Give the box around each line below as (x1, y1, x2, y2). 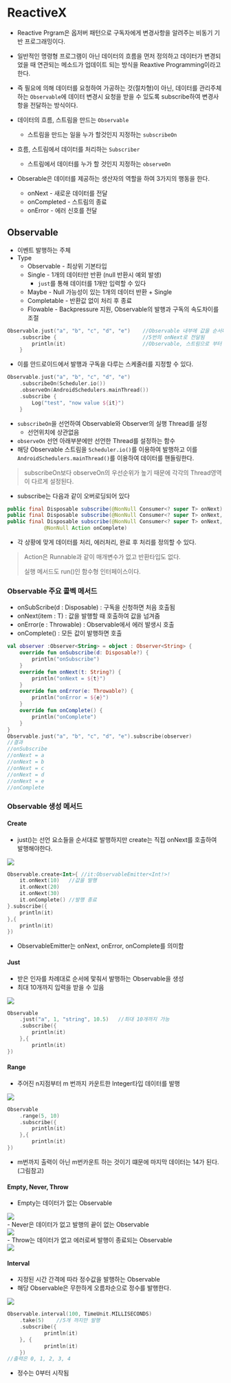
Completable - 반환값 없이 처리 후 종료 (27, 296, 133, 304)
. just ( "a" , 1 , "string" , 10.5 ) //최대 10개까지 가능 (19, 1016, 170, 1023)
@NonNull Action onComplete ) (43, 524, 128, 532)
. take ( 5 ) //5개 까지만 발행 (19, 1317, 101, 1324)
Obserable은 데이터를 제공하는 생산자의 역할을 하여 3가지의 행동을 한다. (16, 174, 210, 182)
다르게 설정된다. (31, 477, 74, 485)
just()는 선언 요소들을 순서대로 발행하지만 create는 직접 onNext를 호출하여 (16, 835, 217, 843)
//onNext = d (7, 771, 45, 778)
